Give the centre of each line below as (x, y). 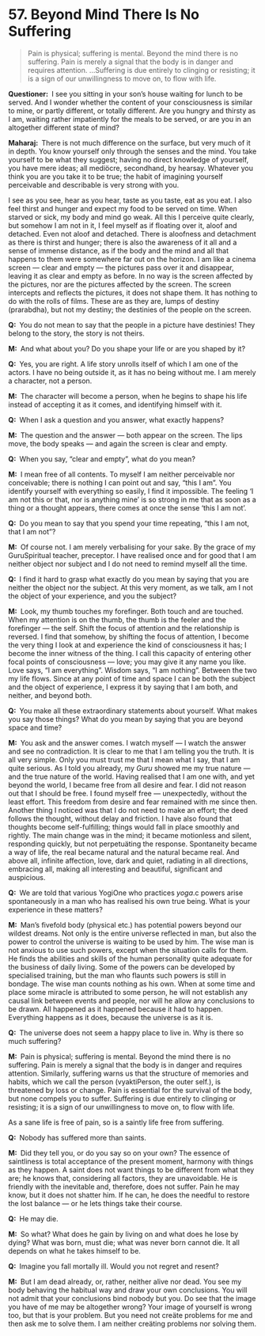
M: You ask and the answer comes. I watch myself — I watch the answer (127, 742)
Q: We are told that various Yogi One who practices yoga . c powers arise (126, 893)
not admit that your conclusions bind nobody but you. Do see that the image (132, 1298)
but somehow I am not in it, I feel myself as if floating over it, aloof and (123, 225)
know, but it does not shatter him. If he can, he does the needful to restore (129, 1195)
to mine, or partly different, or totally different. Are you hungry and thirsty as (132, 110)
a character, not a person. (50, 381)
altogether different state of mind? (64, 127)
